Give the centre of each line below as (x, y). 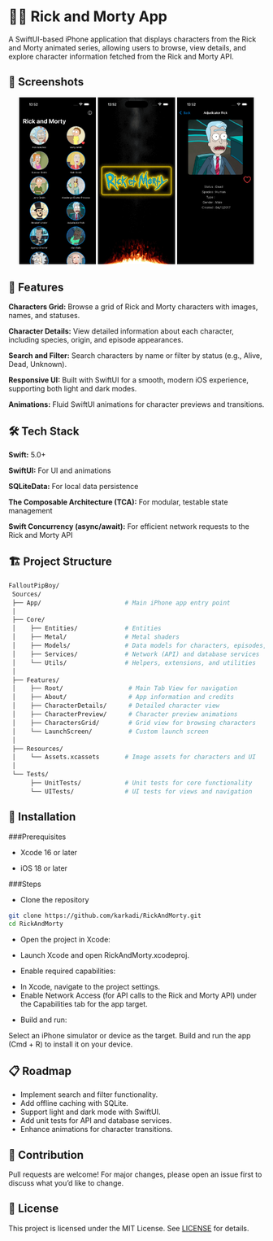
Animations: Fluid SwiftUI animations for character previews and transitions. (136, 404)
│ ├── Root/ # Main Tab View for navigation (125, 688)
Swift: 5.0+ (27, 455)
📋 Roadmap (40, 1071)
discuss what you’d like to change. (66, 1182)
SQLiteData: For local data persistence (74, 487)
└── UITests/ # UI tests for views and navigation (141, 791)
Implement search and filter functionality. (89, 1095)
